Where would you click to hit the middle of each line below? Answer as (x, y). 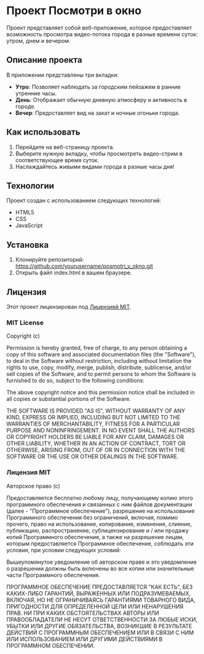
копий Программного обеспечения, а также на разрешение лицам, (95, 537)
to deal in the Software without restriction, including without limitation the (99, 361)
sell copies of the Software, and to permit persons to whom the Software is (101, 374)
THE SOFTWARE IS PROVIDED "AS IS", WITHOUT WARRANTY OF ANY (96, 411)
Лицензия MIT (29, 472)
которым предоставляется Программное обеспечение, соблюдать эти (100, 543)
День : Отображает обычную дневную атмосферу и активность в (101, 99)
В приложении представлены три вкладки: (62, 75)
